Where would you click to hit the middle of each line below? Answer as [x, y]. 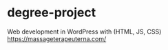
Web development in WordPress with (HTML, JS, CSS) [84, 32]
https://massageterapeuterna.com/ [57, 38]
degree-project [52, 13]
